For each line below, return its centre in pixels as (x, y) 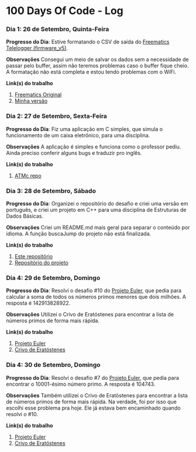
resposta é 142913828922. (38, 303)
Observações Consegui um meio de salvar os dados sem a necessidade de (97, 59)
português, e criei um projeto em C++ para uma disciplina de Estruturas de (96, 210)
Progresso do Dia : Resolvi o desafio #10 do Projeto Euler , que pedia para (94, 291)
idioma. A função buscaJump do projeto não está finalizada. (79, 234)
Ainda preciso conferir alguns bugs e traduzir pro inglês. (74, 153)
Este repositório (34, 257)
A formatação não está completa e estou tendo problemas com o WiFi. (91, 72)
